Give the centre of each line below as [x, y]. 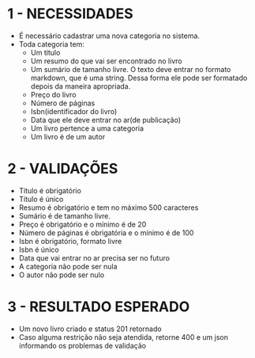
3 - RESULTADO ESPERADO [99, 307]
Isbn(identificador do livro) [74, 111]
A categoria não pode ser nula [68, 266]
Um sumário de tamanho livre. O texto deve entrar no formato [131, 69]
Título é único [41, 199]
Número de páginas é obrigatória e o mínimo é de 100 [106, 232]
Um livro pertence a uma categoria [87, 128]
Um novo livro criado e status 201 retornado [90, 329]
